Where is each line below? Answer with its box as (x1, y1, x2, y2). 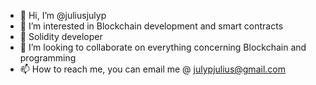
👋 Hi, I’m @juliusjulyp (19, 10, 107, 21)
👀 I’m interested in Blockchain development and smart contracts (19, 20, 284, 32)
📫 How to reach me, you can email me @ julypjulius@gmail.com (19, 63, 286, 75)
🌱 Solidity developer (19, 31, 103, 42)
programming (19, 52, 77, 64)
